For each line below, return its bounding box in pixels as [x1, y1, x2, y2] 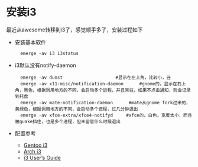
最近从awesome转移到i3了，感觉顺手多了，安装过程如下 [6, 26, 143, 33]
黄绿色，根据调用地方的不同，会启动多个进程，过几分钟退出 [14, 106, 138, 112]
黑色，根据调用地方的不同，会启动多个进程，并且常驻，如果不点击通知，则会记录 [23, 87, 191, 93]
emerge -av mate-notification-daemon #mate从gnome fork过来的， [20, 99, 191, 105]
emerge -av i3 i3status [20, 50, 79, 56]
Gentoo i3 [23, 142, 48, 149]
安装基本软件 [14, 38, 46, 46]
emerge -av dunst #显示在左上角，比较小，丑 [20, 75, 171, 81]
